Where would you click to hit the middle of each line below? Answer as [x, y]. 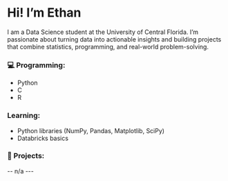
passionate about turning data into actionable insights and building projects [114, 39]
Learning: [24, 116]
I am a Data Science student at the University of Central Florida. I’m [103, 32]
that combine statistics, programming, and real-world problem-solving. [108, 46]
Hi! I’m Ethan [44, 13]
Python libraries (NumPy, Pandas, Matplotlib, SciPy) [91, 130]
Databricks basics [43, 138]
